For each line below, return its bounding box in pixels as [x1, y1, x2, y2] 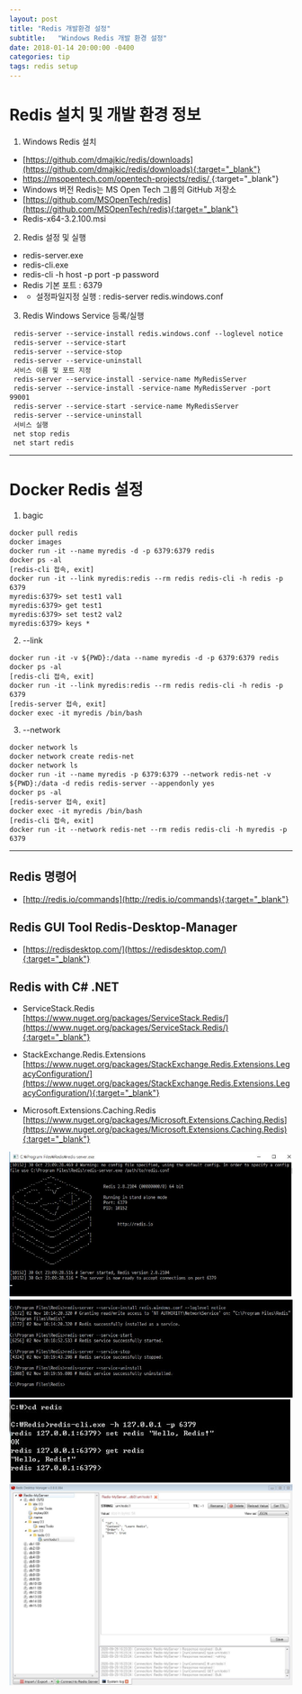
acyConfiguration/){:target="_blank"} [22, 1088, 160, 1099]
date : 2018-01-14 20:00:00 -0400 [9, 43, 135, 52]
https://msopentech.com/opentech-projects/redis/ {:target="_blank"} [22, 173, 280, 184]
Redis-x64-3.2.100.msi [22, 213, 106, 224]
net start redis [13, 438, 75, 448]
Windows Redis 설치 [22, 136, 97, 147]
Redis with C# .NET [9, 979, 120, 994]
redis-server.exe [22, 249, 84, 260]
